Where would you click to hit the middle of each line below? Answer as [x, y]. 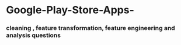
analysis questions [34, 35]
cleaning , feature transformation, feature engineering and [90, 28]
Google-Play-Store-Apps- [70, 10]
